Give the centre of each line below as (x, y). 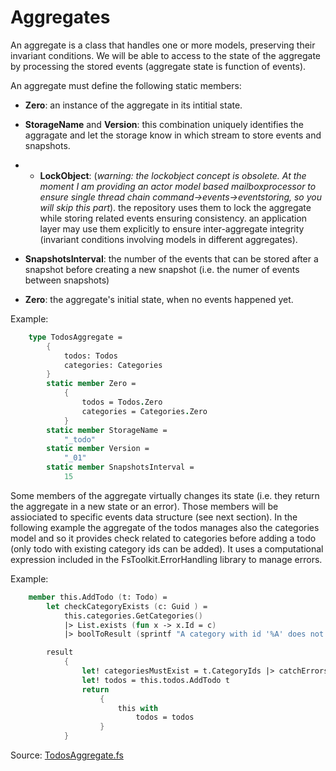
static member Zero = (91, 384)
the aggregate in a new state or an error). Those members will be (144, 506)
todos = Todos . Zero (122, 402)
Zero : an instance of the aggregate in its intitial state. (133, 105)
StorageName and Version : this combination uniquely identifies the (164, 124)
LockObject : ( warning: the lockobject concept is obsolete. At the (173, 175)
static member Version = (98, 449)
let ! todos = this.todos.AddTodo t (155, 680)
